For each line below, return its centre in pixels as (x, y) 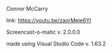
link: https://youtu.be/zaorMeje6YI (49, 20)
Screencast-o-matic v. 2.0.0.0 (43, 32)
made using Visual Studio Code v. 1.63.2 (56, 44)
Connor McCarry (27, 9)
